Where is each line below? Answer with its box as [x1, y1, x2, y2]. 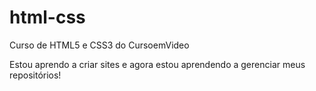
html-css [9, 6, 86, 29]
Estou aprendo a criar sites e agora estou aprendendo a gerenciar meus [9, 58, 306, 70]
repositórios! [9, 69, 62, 81]
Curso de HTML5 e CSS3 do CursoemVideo [9, 39, 190, 51]
